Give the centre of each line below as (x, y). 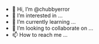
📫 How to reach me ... (40, 35)
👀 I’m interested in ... (37, 15)
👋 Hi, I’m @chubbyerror (41, 9)
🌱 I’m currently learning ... (44, 22)
